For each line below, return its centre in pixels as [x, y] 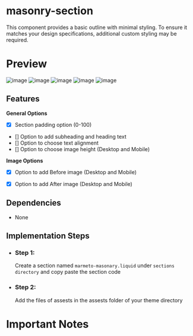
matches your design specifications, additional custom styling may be [91, 33]
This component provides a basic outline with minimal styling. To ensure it [97, 27]
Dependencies [34, 203]
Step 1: [25, 253]
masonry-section [50, 11]
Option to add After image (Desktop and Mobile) [73, 184]
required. [17, 40]
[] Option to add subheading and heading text [70, 136]
